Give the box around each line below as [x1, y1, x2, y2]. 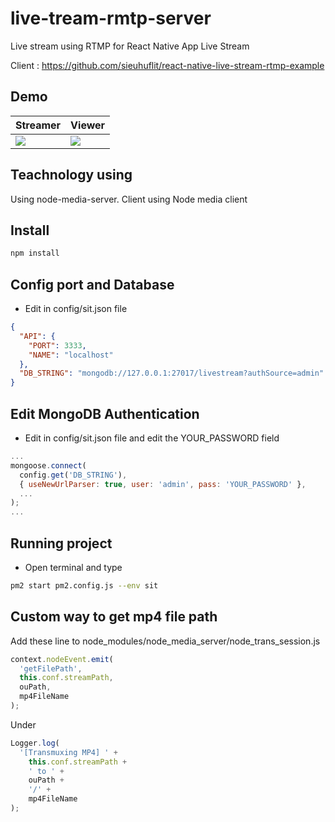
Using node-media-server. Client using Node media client [10, 193, 248, 205]
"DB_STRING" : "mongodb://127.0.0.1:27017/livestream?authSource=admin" [19, 368, 325, 379]
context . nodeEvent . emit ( [10, 654, 114, 664]
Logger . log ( [10, 738, 60, 748]
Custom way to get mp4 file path [10, 608, 218, 626]
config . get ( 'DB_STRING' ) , [19, 470, 128, 480]
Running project [10, 535, 113, 552]
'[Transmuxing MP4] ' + [19, 747, 118, 757]
